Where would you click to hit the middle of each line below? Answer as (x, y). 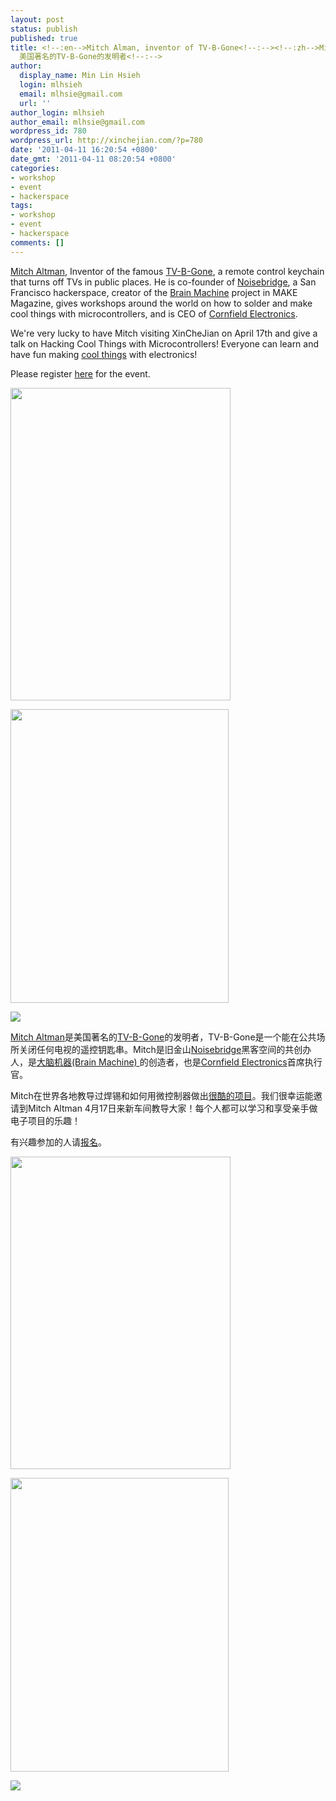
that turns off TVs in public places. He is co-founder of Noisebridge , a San (163, 282)
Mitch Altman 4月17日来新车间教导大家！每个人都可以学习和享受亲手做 (172, 1108)
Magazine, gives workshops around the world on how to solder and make (161, 303)
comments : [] (37, 242)
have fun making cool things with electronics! (104, 354)
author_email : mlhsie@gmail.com (77, 122)
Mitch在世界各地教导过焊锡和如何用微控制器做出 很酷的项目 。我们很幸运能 (162, 1095)
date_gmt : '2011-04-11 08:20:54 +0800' (93, 159)
